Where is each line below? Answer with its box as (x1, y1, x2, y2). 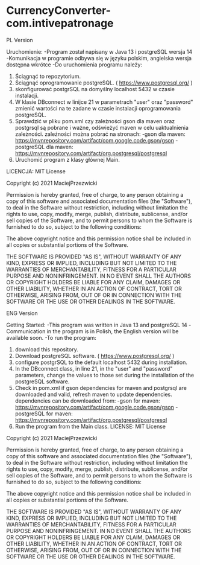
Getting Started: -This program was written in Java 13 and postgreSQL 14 (6, 321, 188, 328)
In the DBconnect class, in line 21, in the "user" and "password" (14, 365, 173, 372)
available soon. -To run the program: (6, 334, 96, 341)
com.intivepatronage (6, 16, 114, 30)
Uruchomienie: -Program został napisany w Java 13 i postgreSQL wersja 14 (6, 48, 193, 55)
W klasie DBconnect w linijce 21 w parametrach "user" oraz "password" (14, 98, 194, 106)
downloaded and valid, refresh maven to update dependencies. (14, 391, 173, 398)
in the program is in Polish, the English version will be (46, 327, 179, 335)
